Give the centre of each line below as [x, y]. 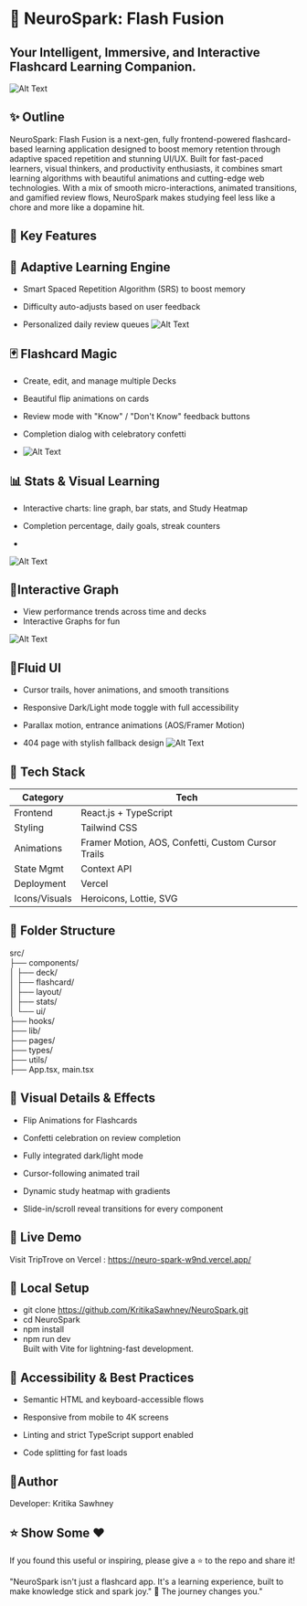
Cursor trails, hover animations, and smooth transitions [126, 690]
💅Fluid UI [36, 667]
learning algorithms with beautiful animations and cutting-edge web [137, 178]
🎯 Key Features [53, 236]
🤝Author [34, 1481]
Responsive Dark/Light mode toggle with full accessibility [131, 708]
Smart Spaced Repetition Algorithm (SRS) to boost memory [134, 289]
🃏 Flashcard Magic [64, 354]
